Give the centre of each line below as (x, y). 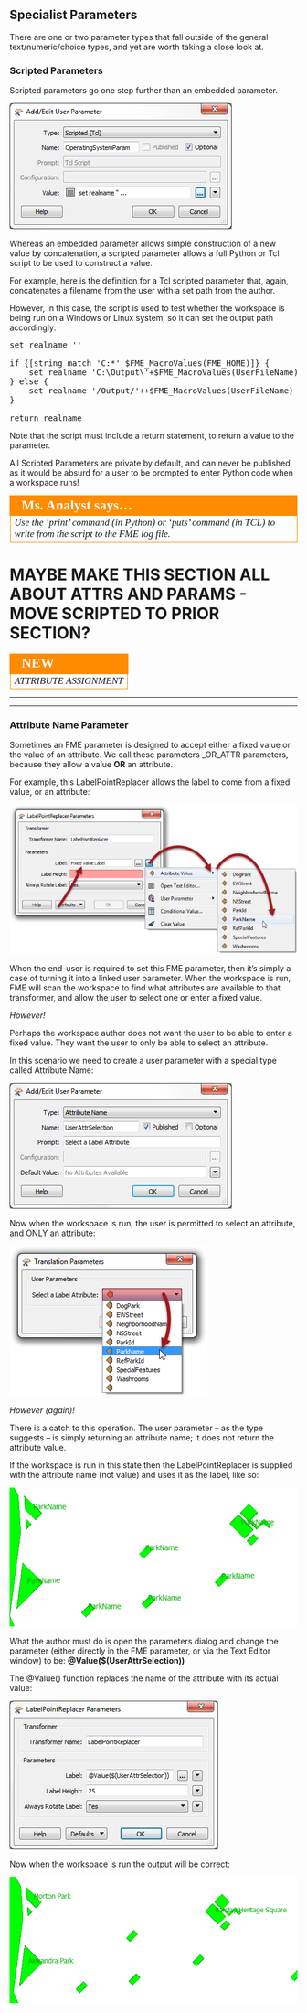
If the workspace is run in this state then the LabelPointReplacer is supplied (151, 1465)
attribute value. (38, 1447)
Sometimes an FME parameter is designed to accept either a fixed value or (150, 745)
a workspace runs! (44, 483)
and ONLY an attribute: (53, 1233)
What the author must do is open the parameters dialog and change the (144, 1642)
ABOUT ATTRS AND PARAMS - (128, 594)
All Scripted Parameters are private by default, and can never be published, (151, 463)
